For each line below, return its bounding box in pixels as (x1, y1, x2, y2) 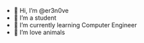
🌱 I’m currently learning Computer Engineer (13, 21, 137, 29)
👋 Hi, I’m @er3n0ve (13, 7, 69, 14)
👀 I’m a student (13, 14, 56, 22)
